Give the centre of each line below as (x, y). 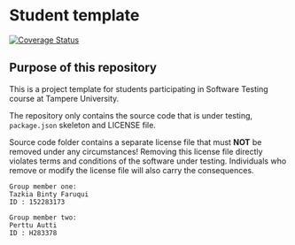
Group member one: (43, 187)
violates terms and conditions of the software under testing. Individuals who (148, 161)
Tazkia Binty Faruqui (49, 194)
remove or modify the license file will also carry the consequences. (132, 170)
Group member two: (43, 218)
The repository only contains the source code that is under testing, (131, 115)
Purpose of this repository (83, 68)
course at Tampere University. (64, 98)
